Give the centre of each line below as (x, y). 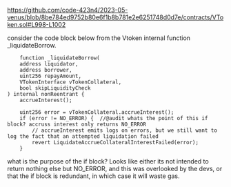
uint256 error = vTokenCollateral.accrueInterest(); (97, 112)
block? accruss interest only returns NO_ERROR (77, 124)
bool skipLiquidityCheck (55, 88)
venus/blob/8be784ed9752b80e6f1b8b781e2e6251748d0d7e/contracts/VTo (115, 17)
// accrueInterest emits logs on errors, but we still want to (124, 130)
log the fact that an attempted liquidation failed (83, 137)
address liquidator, (49, 64)
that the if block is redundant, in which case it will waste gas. (93, 176)
